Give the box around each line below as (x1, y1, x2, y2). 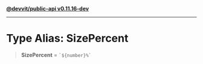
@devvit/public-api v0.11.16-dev (6, 5, 89, 12)
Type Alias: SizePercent (6, 32, 129, 45)
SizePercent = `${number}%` (21, 51, 92, 59)
